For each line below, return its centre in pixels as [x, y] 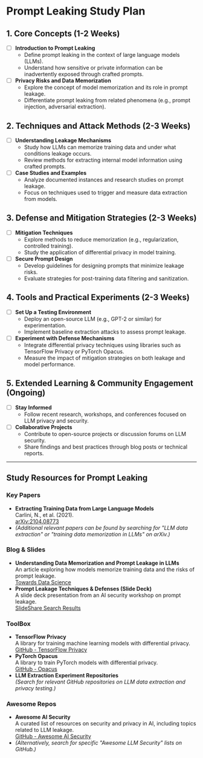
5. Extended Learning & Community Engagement [100, 384]
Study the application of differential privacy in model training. [100, 252]
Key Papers [24, 495]
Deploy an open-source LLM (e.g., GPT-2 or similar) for [93, 318]
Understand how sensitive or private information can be [93, 68]
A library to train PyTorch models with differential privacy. [86, 663]
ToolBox [19, 624]
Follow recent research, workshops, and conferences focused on [105, 414]
